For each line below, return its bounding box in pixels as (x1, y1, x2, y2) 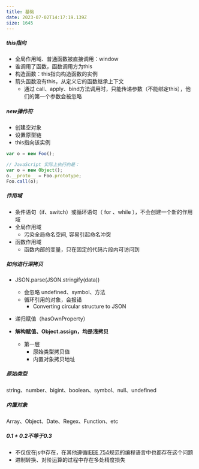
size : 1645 (6, 20, 34, 26)
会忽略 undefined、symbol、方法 (23, 288, 106, 295)
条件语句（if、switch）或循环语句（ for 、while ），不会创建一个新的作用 (14, 208, 193, 216)
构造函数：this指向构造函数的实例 (14, 70, 98, 78)
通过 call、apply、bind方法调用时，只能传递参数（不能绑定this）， (23, 85, 186, 93)
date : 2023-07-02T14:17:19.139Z (6, 14, 87, 20)
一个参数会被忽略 (40, 93, 82, 100)
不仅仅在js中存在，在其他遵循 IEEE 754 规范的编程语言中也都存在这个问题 (14, 449, 194, 456)
